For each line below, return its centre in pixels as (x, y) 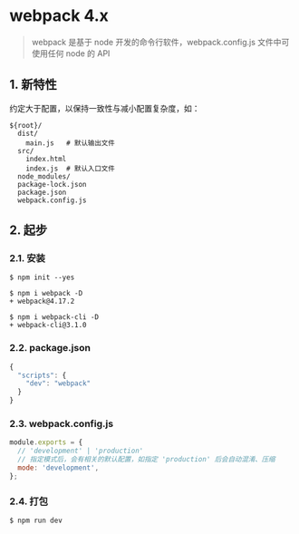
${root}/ (26, 125)
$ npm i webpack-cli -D (54, 317)
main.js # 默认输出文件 (70, 143)
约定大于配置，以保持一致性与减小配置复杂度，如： (105, 108)
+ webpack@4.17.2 (42, 301)
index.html (46, 159)
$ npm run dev (36, 521)
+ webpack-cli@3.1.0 (48, 325)
